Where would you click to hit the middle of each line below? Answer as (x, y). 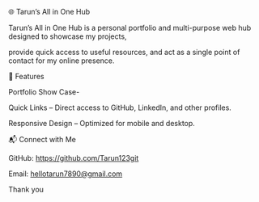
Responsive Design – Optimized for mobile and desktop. (102, 123)
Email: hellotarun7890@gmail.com (66, 174)
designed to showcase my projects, (68, 36)
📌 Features (26, 76)
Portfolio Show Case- (44, 92)
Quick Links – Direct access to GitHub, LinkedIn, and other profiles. (120, 107)
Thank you (26, 189)
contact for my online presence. (62, 61)
